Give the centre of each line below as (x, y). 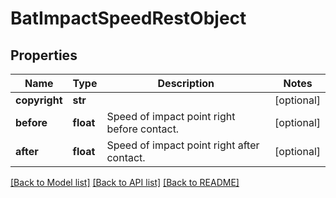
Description (186, 83)
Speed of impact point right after (183, 145)
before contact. (143, 129)
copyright (39, 100)
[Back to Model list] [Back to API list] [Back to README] (125, 182)
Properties (44, 55)
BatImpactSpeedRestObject (128, 18)
